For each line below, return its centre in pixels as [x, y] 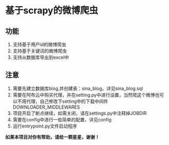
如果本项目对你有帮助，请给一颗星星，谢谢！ [52, 137]
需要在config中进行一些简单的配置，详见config [62, 119]
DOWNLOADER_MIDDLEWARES [46, 107]
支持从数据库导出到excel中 [41, 57]
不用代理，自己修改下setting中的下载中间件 [63, 101]
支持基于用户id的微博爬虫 [39, 44]
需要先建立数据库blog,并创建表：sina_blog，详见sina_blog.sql [78, 88]
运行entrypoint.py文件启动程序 [45, 126]
